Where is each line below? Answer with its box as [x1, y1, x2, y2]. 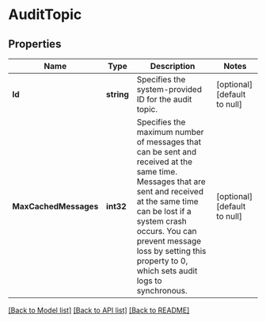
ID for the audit [136, 94, 192, 105]
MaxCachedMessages [12, 201, 99, 212]
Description [150, 61, 196, 71]
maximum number [136, 127, 204, 137]
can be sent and [136, 147, 197, 157]
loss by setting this [136, 246, 207, 256]
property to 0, [136, 255, 188, 266]
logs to [136, 275, 162, 286]
